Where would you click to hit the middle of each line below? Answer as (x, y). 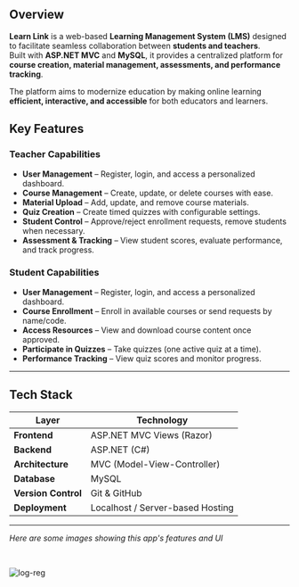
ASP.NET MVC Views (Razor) (151, 434)
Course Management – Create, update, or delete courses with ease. (148, 193)
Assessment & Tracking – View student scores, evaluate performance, (152, 240)
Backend (32, 450)
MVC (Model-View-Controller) (155, 464)
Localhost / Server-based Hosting (162, 508)
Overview (37, 15)
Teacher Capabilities (55, 154)
